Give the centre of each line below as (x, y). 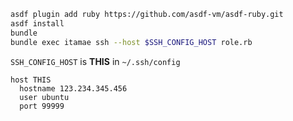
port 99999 (42, 106)
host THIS (31, 80)
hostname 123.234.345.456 (73, 88)
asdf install (37, 23)
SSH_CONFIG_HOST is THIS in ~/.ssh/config (95, 61)
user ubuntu (44, 97)
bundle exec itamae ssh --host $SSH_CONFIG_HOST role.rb (131, 42)
